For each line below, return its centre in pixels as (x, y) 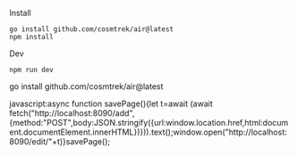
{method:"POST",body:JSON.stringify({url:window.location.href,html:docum (149, 123)
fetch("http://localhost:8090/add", (72, 113)
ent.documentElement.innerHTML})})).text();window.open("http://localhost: (148, 132)
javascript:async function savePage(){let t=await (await (111, 103)
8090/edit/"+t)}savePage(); (60, 141)
